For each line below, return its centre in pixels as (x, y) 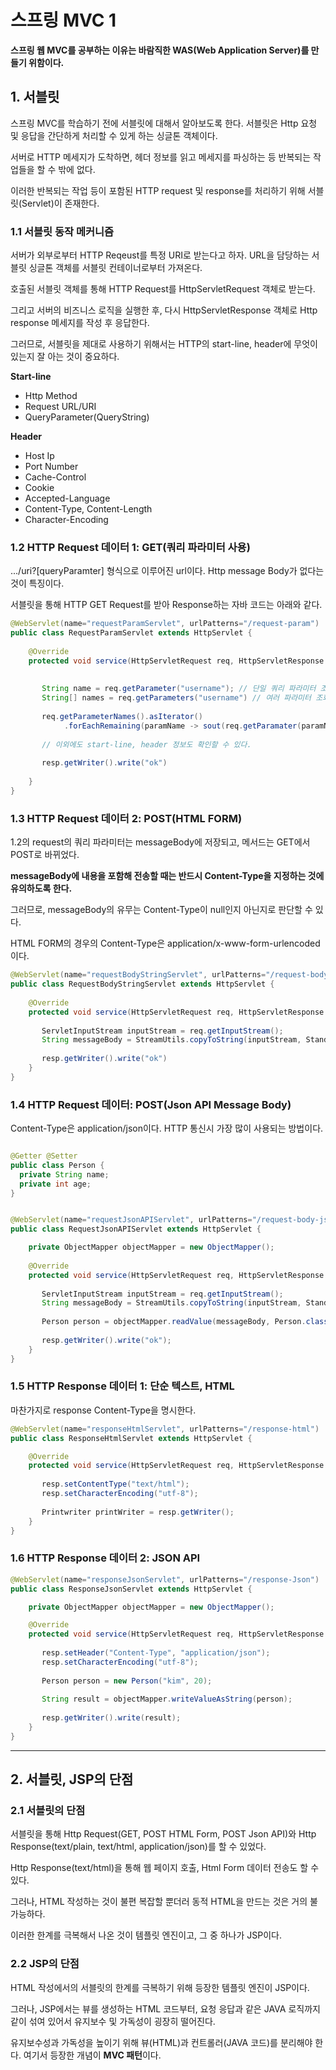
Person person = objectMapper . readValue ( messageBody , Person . (174, 1322)
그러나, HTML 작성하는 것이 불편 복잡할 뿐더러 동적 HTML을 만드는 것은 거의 (159, 1902)
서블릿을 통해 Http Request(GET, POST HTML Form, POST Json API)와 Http (163, 1834)
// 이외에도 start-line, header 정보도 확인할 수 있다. (146, 744)
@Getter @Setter (44, 1156)
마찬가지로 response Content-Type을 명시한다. (103, 1410)
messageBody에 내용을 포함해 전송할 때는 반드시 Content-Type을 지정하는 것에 (167, 876)
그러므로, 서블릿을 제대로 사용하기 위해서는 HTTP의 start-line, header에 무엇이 (164, 344)
